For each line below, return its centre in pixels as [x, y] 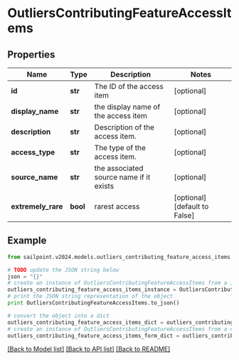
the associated [119, 168]
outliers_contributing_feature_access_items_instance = [92, 290]
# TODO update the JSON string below [63, 270]
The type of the [120, 148]
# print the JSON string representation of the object [90, 297]
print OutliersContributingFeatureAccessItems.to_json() [94, 303]
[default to [191, 206]
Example [27, 241]
